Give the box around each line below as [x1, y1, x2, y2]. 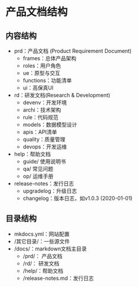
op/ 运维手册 [22, 173, 54, 180]
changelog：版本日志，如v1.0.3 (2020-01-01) [22, 195, 133, 202]
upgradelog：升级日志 [22, 187, 77, 194]
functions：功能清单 [22, 77, 72, 84]
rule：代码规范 [22, 114, 58, 121]
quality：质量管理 [22, 136, 65, 143]
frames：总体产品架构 [22, 55, 77, 62]
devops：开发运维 [22, 143, 67, 150]
